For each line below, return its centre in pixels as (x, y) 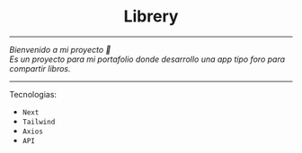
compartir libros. (40, 68)
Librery (151, 17)
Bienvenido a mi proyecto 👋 (60, 49)
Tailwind (39, 122)
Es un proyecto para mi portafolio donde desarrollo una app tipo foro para (147, 59)
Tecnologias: (33, 94)
